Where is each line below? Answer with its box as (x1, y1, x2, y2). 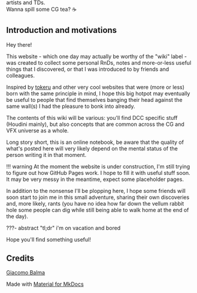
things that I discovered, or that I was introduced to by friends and (6, 65, 169, 73)
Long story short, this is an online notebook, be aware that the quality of (6, 138, 184, 146)
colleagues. (6, 72, 35, 79)
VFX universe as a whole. (6, 126, 69, 134)
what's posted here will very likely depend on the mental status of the (6, 144, 178, 152)
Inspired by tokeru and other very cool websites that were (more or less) (6, 83, 184, 90)
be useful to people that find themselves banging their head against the (6, 96, 183, 103)
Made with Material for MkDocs (6, 280, 84, 288)
